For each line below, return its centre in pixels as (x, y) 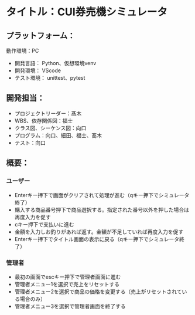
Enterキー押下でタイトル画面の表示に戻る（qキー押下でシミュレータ (97, 239)
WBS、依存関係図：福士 (44, 120)
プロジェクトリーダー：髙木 (48, 113)
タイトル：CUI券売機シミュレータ (87, 12)
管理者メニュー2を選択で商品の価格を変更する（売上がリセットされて (98, 292)
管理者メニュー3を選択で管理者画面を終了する (70, 306)
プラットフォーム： (41, 35)
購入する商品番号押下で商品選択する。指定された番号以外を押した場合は (102, 209)
